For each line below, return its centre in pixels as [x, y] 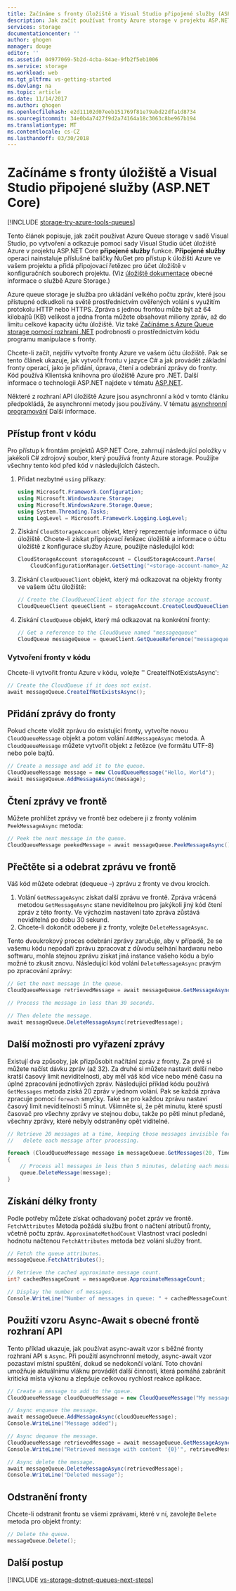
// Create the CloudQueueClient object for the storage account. [115, 600]
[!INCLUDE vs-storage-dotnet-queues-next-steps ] [80, 1580]
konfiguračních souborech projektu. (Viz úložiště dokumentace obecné [110, 273]
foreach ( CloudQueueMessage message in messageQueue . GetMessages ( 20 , [111, 1153]
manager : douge [29, 46]
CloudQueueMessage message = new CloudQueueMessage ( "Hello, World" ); [111, 773]
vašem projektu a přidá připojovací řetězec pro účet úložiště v [97, 266]
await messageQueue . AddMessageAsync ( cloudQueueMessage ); [92, 1417]
